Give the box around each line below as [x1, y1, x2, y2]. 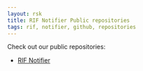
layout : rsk [7, 10, 42, 18]
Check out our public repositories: [7, 43, 106, 51]
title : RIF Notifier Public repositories [7, 17, 130, 24]
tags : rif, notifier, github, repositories [7, 23, 137, 30]
